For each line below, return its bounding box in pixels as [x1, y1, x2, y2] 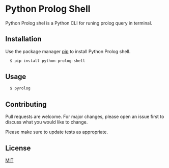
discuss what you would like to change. [5, 119, 88, 125]
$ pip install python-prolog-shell [10, 58, 86, 63]
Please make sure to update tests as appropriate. [5, 129, 108, 135]
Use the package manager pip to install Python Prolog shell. [5, 48, 131, 54]
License [5, 143, 31, 152]
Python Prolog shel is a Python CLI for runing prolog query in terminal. [5, 20, 153, 26]
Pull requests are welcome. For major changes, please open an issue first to [5, 113, 164, 120]
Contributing [5, 100, 47, 109]
